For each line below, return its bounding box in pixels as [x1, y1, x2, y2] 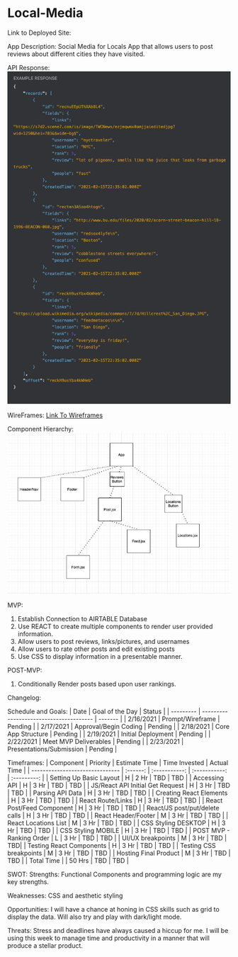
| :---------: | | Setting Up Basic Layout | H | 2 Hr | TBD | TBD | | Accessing [7, 774, 225, 782]
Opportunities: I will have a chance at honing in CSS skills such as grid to [7, 905, 220, 914]
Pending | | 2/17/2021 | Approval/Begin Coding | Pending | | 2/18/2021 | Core [7, 723, 230, 731]
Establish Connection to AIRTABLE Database [17, 615, 147, 623]
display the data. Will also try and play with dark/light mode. [7, 912, 182, 922]
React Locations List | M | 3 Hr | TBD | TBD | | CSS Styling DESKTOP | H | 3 [7, 819, 226, 827]
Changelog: [7, 693, 41, 702]
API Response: [7, 63, 50, 72]
